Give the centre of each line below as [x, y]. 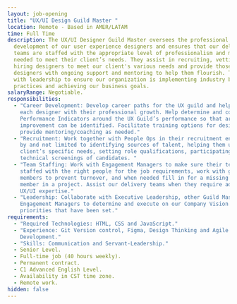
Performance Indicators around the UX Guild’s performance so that [121, 118]
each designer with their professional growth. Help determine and [121, 112]
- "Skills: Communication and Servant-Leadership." [91, 243]
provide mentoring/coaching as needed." [80, 132]
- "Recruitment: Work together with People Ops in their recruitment [118, 138]
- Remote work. [36, 283]
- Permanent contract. [47, 263]
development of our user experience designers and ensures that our [116, 47]
